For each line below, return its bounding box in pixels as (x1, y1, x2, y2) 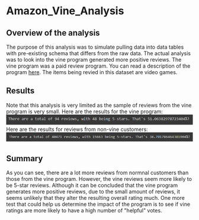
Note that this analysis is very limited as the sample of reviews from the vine (6, 101, 192, 109)
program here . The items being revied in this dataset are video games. (6, 69, 178, 75)
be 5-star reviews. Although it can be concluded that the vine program (6, 182, 178, 189)
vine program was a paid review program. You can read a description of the (6, 62, 191, 69)
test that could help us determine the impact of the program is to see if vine (6, 200, 191, 208)
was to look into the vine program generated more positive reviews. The (6, 56, 182, 63)
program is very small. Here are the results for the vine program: (6, 108, 163, 115)
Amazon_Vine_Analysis (6, 4, 124, 18)
